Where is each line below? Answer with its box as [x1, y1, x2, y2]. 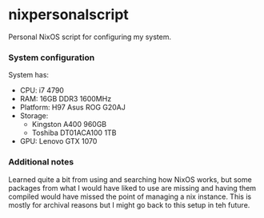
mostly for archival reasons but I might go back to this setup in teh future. [8, 200, 250, 209]
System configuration [8, 52, 95, 63]
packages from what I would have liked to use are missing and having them [8, 183, 257, 192]
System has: [8, 70, 50, 80]
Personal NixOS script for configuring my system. [8, 32, 172, 42]
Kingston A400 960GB [31, 120, 107, 129]
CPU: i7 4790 [19, 85, 64, 95]
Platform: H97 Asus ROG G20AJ [19, 102, 126, 113]
